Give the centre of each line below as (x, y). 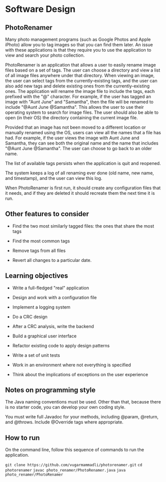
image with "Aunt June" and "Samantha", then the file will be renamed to (80, 102)
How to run (23, 438)
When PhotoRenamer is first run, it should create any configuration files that (83, 188)
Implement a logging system (41, 307)
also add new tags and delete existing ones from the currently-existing (78, 86)
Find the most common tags (41, 241)
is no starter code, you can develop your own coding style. (65, 407)
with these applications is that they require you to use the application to (78, 50)
